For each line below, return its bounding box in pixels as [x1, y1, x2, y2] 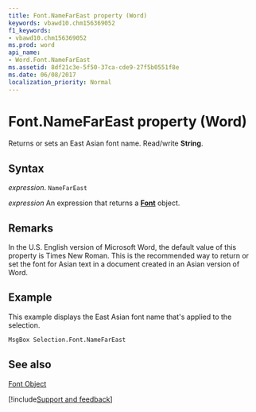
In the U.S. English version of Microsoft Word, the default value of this [8, 243, 237, 252]
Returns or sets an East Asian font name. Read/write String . [8, 138, 204, 148]
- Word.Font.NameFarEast [8, 56, 91, 64]
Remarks [8, 221, 54, 235]
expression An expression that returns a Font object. [8, 198, 180, 208]
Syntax [8, 161, 45, 175]
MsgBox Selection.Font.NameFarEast [8, 336, 126, 344]
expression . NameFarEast [8, 183, 87, 192]
